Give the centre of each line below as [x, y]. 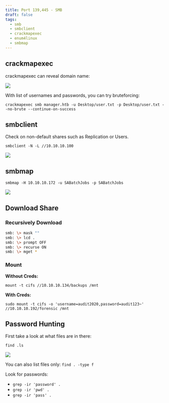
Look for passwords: [27, 375]
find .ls [14, 346]
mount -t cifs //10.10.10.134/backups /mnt [52, 285]
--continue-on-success [52, 109]
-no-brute [16, 109]
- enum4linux [24, 39]
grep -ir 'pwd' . [31, 390]
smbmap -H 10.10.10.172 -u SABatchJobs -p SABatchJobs [64, 183]
